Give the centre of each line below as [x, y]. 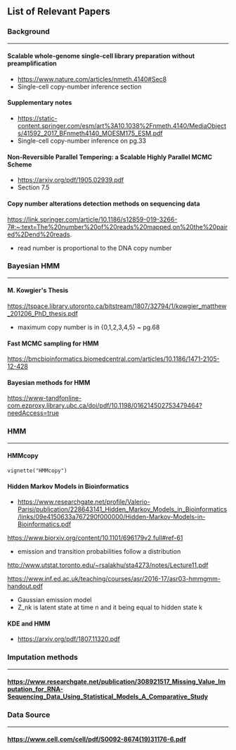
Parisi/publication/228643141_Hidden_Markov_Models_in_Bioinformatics [122, 509]
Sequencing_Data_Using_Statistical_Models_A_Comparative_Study [108, 697]
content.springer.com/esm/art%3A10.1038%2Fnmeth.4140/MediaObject [122, 126]
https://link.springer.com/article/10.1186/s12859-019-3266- [92, 219]
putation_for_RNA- [35, 689]
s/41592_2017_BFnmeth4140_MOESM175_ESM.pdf [90, 134]
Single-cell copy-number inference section [79, 87]
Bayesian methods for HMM [49, 382]
